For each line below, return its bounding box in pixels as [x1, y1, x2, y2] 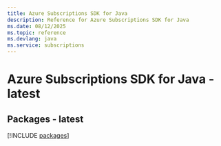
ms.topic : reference [7, 29, 67, 36]
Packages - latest [7, 113, 84, 125]
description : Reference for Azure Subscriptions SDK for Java [7, 16, 189, 23]
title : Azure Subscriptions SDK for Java [7, 10, 128, 17]
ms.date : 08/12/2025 [7, 23, 67, 29]
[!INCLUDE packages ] [7, 132, 70, 139]
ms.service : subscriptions [7, 42, 85, 49]
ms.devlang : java [7, 36, 57, 42]
